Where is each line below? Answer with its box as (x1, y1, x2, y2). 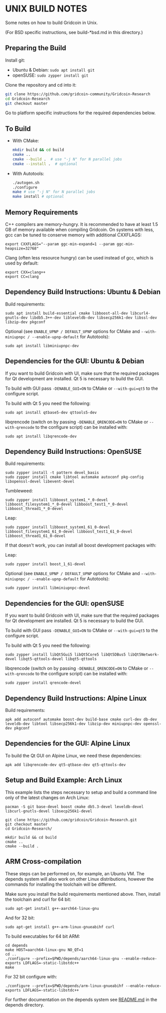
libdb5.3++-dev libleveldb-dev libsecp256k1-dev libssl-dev (29, 315, 157, 320)
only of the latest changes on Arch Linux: (5, 795, 90, 801)
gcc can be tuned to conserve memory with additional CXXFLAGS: (5, 232, 142, 238)
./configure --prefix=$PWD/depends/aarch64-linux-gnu (5, 956, 120, 961)
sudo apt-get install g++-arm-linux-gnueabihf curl (5, 924, 115, 929)
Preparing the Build (5, 44, 66, 53)
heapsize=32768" (5, 246, 39, 251)
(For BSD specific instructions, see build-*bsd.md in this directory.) (5, 29, 143, 35)
